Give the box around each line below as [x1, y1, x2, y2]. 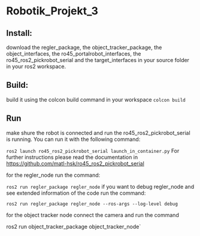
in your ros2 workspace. [6, 63, 66, 70]
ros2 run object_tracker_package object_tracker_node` [6, 223, 141, 230]
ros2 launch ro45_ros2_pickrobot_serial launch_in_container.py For [6, 147, 180, 154]
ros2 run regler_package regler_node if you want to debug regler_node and [6, 183, 195, 190]
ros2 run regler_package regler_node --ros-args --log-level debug [6, 201, 178, 207]
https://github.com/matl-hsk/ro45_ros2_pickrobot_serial [6, 160, 145, 167]
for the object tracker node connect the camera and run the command [6, 211, 180, 219]
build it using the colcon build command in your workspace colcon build [6, 96, 186, 103]
